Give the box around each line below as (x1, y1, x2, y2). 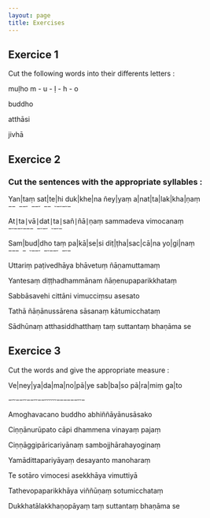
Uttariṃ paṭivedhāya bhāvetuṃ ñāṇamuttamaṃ (8, 261, 160, 270)
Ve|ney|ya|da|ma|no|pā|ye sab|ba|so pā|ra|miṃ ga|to (8, 380, 182, 390)
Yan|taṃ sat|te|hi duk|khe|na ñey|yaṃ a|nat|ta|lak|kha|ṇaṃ (8, 194, 201, 203)
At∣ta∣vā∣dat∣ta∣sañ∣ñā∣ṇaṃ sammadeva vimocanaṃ (8, 216, 184, 225)
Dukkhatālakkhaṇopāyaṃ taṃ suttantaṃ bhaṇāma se (8, 501, 180, 510)
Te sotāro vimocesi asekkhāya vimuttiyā (8, 470, 138, 480)
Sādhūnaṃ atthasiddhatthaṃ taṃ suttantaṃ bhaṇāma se (8, 322, 191, 331)
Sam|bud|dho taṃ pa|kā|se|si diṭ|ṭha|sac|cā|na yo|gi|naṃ (8, 239, 195, 248)
